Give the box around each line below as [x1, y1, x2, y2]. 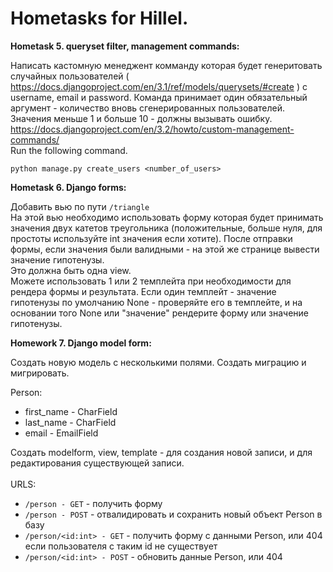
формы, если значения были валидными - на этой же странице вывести [10, 243, 320, 255]
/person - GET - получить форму [24, 497, 163, 509]
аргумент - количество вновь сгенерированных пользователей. [10, 102, 286, 114]
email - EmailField [24, 427, 99, 439]
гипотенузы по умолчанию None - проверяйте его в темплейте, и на [10, 296, 303, 308]
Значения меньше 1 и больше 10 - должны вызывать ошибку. [10, 112, 273, 124]
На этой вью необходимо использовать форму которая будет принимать [10, 211, 324, 223]
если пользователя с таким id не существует [24, 540, 218, 552]
